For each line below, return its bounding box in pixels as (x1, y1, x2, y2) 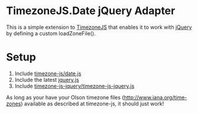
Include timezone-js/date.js (14, 69, 82, 77)
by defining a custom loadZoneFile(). (6, 29, 96, 36)
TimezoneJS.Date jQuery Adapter (6, 4, 176, 18)
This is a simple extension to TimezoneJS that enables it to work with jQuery (6, 24, 192, 31)
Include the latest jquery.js (14, 76, 79, 83)
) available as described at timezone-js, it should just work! (20, 100, 164, 107)
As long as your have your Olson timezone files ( (6, 94, 124, 101)
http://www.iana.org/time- (124, 94, 187, 101)
